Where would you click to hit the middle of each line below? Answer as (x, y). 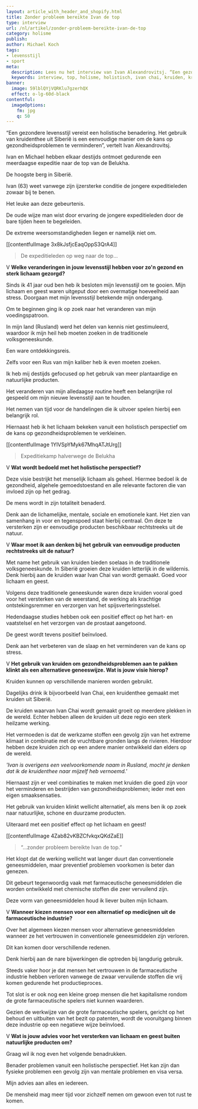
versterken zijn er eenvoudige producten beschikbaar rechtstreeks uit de (95, 527)
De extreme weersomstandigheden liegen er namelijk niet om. (81, 233)
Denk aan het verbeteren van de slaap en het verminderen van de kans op (96, 646)
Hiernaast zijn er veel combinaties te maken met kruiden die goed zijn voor (97, 783)
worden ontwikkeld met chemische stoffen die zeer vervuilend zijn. (88, 889)
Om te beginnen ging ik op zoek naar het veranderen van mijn (81, 309)
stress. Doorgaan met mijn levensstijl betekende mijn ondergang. (85, 298)
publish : (17, 39)
